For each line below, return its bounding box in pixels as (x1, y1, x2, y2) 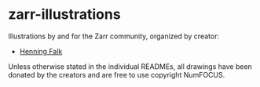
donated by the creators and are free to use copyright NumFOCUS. (8, 70, 225, 79)
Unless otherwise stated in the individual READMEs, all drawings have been (8, 61, 253, 71)
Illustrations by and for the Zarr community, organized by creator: (8, 31, 220, 41)
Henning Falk (19, 46, 63, 56)
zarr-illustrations (8, 5, 121, 24)
